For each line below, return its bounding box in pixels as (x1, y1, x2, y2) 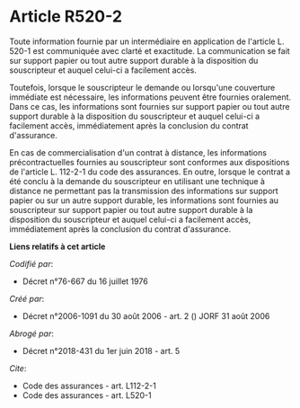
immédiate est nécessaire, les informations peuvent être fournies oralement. (9, 92, 292, 102)
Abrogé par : (9, 328, 54, 339)
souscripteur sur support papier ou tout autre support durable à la (9, 204, 253, 215)
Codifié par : (9, 258, 54, 269)
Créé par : (9, 293, 45, 304)
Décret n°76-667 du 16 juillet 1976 (22, 276, 148, 287)
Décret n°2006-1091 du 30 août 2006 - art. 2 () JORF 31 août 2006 (22, 310, 270, 321)
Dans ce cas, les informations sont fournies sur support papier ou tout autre (9, 101, 290, 111)
